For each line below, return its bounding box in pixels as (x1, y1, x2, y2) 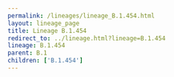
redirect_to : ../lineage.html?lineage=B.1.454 (7, 34, 166, 43)
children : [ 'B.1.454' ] (7, 57, 83, 65)
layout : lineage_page (7, 19, 80, 27)
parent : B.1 (7, 49, 47, 57)
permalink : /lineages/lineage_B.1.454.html (7, 11, 156, 20)
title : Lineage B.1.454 (7, 26, 87, 34)
